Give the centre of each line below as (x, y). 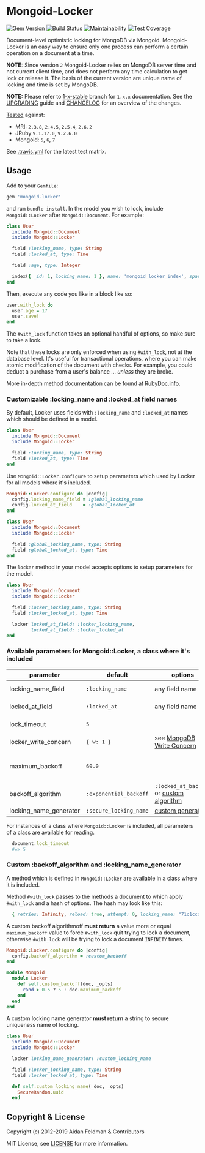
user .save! (26, 317)
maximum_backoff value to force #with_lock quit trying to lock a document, (99, 933)
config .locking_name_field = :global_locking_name (77, 499)
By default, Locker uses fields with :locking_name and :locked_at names (97, 413)
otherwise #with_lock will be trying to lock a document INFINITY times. (95, 939)
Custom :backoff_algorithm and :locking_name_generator (94, 865)
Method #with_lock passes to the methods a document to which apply (95, 896)
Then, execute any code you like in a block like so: (70, 294)
